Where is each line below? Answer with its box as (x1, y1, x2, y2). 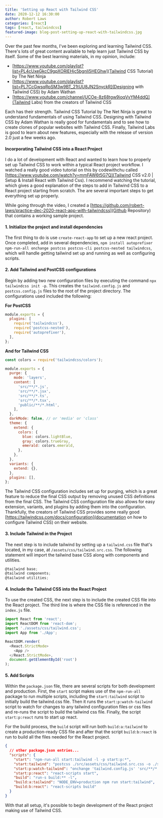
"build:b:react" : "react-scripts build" (14, 784, 97, 789)
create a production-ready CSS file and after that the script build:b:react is (5, 729, 157, 735)
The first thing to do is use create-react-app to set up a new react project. (5, 235, 153, 240)
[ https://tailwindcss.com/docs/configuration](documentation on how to (5, 514, 147, 520)
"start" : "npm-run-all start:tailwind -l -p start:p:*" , (14, 757, 131, 762)
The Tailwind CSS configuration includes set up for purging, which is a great (5, 488, 158, 494)
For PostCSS (5, 302, 31, 308)
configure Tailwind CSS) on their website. (5, 519, 88, 525)
